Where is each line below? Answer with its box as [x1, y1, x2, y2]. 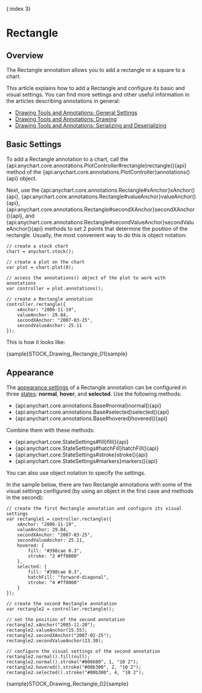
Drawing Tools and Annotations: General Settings [14, 109, 137, 116]
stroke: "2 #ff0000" [28, 553, 80, 559]
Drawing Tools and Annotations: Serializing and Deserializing [14, 122, 167, 129]
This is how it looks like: [6, 338, 66, 345]
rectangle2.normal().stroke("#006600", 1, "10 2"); [6, 659, 139, 665]
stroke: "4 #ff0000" [28, 579, 80, 585]
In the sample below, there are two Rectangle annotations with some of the [6, 481, 192, 488]
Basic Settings [6, 139, 62, 150]
